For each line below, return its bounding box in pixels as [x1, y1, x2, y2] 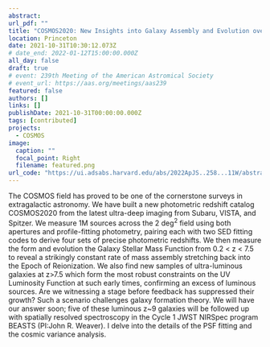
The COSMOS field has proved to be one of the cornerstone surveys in [8, 191, 243, 200]
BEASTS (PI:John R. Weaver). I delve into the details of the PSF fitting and [8, 320, 252, 330]
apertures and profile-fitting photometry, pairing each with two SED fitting [8, 226, 253, 236]
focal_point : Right [15, 154, 81, 162]
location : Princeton [8, 34, 78, 43]
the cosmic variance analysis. [8, 329, 107, 339]
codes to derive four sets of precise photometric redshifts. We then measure [8, 235, 262, 245]
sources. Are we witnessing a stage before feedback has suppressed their [8, 287, 255, 296]
